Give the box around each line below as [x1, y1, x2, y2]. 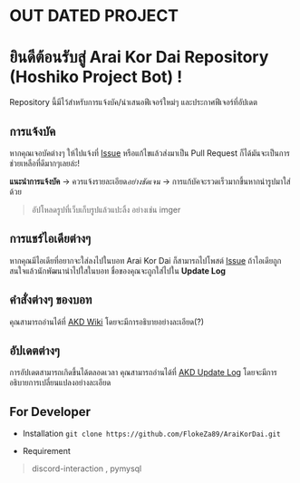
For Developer [9, 404, 92, 420]
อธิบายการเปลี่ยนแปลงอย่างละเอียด [9, 377, 111, 388]
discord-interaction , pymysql [31, 463, 142, 474]
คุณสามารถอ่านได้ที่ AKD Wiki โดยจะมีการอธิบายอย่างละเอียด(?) [9, 316, 205, 327]
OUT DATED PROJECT [9, 5, 179, 26]
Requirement [22, 446, 71, 457]
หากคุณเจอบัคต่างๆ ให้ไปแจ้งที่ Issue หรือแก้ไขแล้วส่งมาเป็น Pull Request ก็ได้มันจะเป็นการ [9, 147, 290, 159]
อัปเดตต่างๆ [9, 343, 61, 358]
